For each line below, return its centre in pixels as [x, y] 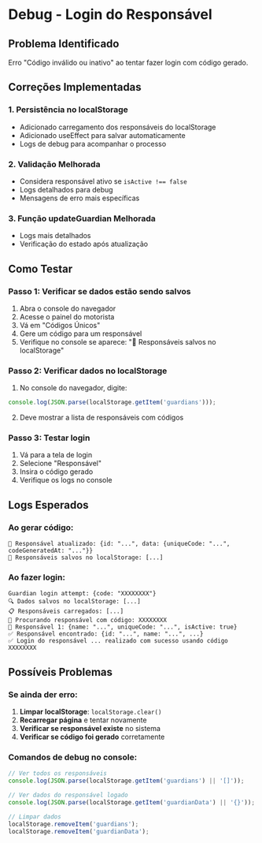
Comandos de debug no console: [73, 757]
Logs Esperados [48, 505]
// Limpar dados [35, 817]
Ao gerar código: [41, 528]
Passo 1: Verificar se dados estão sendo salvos [100, 291]
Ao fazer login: [37, 577]
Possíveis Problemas [60, 672]
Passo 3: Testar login [49, 438]
